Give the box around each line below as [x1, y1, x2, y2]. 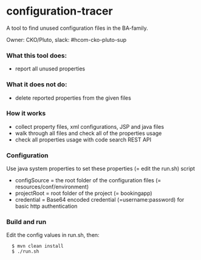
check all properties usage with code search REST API [15, 135, 152, 143]
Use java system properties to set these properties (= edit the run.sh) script [6, 165, 196, 173]
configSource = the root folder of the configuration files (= [15, 177, 162, 184]
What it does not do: [6, 80, 67, 89]
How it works [6, 109, 46, 118]
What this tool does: [6, 51, 67, 60]
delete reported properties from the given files [15, 94, 132, 101]
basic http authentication [15, 202, 78, 210]
